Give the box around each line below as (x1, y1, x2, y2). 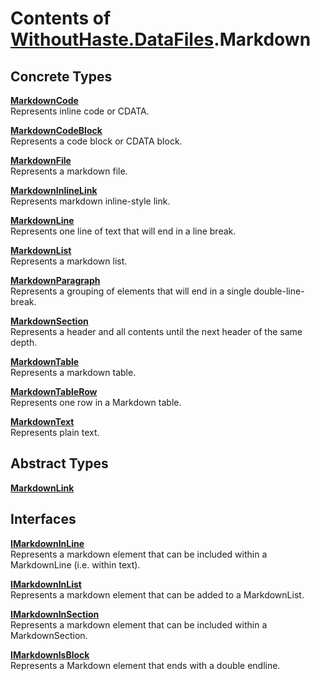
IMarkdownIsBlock (10, 648, 90, 661)
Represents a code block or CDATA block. (10, 135, 183, 147)
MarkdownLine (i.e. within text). (10, 558, 141, 571)
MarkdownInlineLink (10, 185, 98, 196)
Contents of (10, 7, 112, 30)
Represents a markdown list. (10, 255, 128, 267)
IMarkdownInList (10, 578, 82, 590)
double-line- (253, 285, 305, 297)
